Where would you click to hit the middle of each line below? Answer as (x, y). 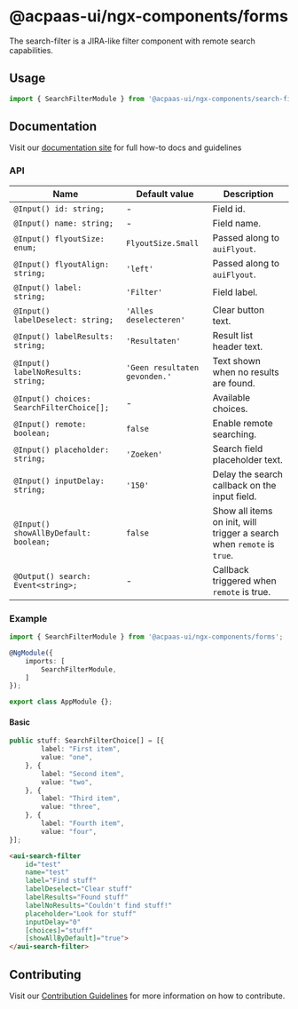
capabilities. (31, 50)
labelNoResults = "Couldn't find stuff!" (99, 905)
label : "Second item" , (83, 774)
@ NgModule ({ (31, 653)
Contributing (45, 974)
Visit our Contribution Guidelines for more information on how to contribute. (147, 996)
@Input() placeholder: (61, 449)
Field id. (229, 209)
